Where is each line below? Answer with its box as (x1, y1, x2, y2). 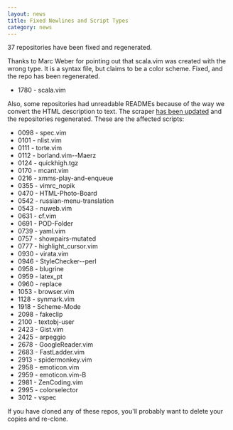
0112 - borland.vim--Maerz (17, 151, 97, 160)
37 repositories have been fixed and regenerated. (7, 43, 153, 52)
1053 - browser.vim (17, 288, 75, 296)
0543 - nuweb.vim (17, 204, 72, 213)
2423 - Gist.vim (17, 325, 64, 334)
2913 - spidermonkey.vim (17, 355, 92, 364)
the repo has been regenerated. (7, 72, 101, 80)
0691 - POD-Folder (17, 219, 73, 228)
